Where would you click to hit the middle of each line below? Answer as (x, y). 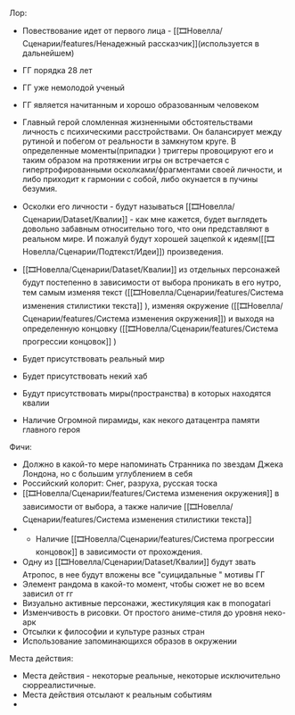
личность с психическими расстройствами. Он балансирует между (152, 132)
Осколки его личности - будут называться (103, 206)
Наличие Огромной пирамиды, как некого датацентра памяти (141, 420)
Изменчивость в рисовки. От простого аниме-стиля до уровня (142, 612)
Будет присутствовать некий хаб (85, 376)
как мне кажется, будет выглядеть (201, 219)
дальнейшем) (48, 53)
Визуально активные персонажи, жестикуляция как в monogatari (147, 603)
